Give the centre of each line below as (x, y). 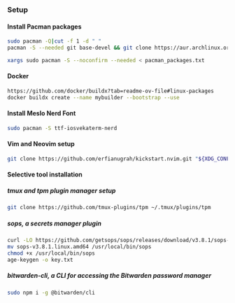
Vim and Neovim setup (41, 144)
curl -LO (20, 240)
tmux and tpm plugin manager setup (62, 191)
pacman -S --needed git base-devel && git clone (79, 48)
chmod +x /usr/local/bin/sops (51, 253)
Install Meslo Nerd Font (42, 113)
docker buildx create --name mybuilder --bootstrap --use (93, 97)
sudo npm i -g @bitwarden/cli (51, 293)
